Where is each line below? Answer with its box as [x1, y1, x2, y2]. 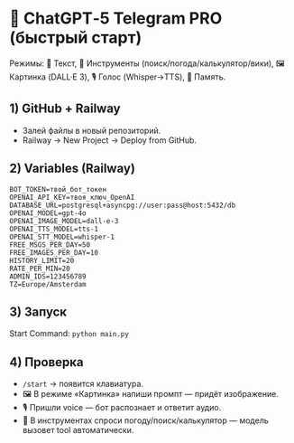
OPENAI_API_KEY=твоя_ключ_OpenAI [9, 193, 135, 202]
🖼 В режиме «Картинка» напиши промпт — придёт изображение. [22, 389, 280, 400]
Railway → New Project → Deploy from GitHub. [22, 135, 197, 146]
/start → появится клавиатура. [22, 379, 144, 390]
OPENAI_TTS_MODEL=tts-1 [9, 224, 99, 233]
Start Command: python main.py [9, 328, 129, 339]
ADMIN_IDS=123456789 [9, 271, 87, 281]
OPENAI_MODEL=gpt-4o [9, 208, 87, 218]
